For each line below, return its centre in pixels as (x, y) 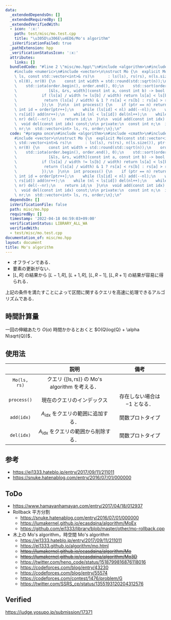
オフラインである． (33, 262)
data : (11, 10)
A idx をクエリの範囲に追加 (72, 414)
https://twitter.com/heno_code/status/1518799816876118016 (83, 562)
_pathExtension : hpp (32, 48)
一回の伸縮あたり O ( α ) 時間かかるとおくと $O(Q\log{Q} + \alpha (73, 330)
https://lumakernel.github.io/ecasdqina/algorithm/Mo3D (79, 556)
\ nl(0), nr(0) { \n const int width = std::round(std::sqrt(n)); (89, 81)
